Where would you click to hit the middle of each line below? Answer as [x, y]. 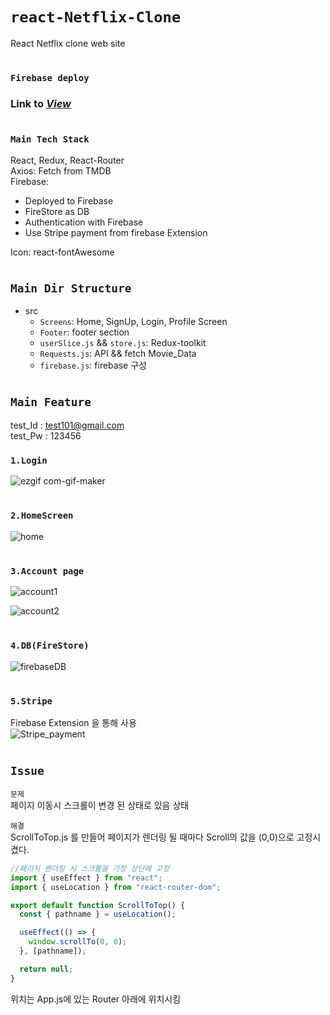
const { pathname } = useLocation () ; [98, 914]
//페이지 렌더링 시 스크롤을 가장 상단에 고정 [90, 868]
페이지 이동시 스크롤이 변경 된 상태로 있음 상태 [100, 805]
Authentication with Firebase [84, 222]
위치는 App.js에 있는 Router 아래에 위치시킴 [96, 999]
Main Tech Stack [50, 139]
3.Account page [47, 571]
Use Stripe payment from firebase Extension [116, 232]
